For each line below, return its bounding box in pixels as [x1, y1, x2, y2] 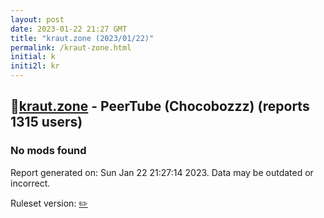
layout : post [10, 14, 65, 25]
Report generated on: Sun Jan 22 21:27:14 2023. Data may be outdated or [10, 166, 314, 178]
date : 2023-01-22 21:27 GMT [10, 24, 128, 34]
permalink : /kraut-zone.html [10, 42, 132, 53]
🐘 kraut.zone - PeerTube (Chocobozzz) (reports [10, 98, 310, 115]
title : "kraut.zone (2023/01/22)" [10, 33, 155, 43]
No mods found [10, 144, 87, 158]
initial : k [10, 52, 56, 62]
